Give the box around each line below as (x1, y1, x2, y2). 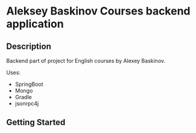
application (6, 17, 65, 31)
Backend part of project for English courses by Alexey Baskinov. (6, 57, 166, 64)
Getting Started (6, 117, 66, 128)
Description (6, 41, 51, 51)
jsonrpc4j (14, 100, 39, 107)
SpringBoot (14, 80, 43, 88)
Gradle (14, 94, 32, 100)
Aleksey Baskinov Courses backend (6, 4, 191, 18)
